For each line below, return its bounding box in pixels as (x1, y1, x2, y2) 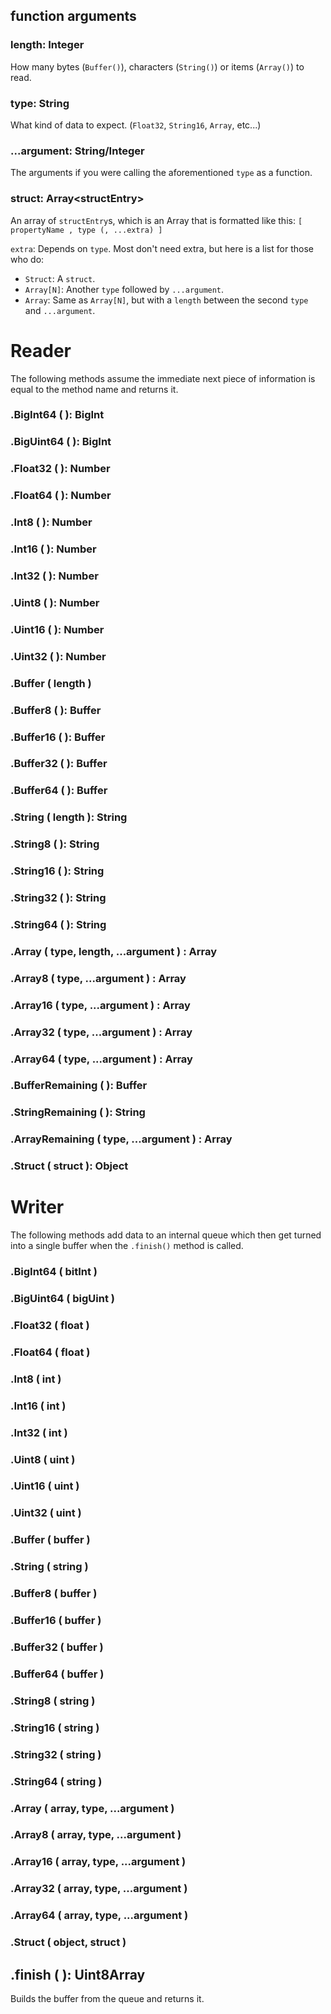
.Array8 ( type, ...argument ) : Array (10, 971, 187, 985)
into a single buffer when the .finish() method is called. (10, 1240, 244, 1252)
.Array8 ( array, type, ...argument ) (10, 1828, 182, 1842)
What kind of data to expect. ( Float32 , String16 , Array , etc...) (10, 119, 262, 131)
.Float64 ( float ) (10, 1345, 91, 1359)
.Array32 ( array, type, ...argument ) (10, 1882, 188, 1896)
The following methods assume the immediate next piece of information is (10, 372, 316, 384)
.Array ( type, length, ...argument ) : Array (10, 944, 217, 958)
